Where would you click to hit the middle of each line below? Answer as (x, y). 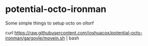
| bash (72, 38)
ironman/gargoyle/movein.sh (35, 38)
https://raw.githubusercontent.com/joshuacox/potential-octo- (79, 32)
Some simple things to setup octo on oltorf (50, 23)
